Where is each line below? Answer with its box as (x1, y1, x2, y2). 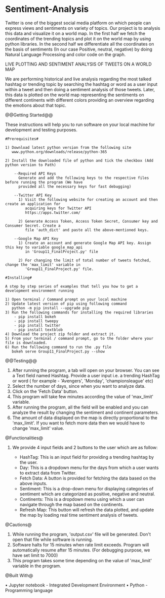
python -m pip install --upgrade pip (11, 305, 90, 310)
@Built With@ (5, 572, 34, 578)
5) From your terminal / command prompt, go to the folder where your (5, 336, 154, 341)
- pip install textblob (14, 327, 63, 332)
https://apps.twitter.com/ (25, 210, 81, 215)
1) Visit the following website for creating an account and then (18, 197, 158, 202)
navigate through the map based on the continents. (19, 501, 124, 507)
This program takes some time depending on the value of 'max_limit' (12, 557, 152, 563)
